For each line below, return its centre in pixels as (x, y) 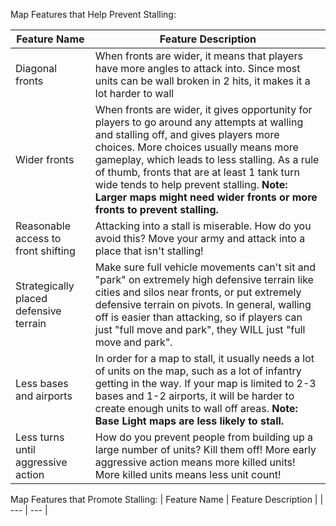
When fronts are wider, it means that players (198, 56)
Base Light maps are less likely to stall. (189, 421)
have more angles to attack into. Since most (197, 68)
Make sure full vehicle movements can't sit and (205, 267)
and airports (44, 396)
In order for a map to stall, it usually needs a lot (204, 358)
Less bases (42, 383)
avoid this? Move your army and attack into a (200, 238)
